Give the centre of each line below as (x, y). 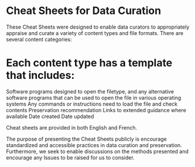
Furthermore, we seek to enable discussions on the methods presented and (97, 151)
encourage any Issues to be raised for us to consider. (70, 157)
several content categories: (39, 39)
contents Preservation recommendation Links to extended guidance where (96, 110)
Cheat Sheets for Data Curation (84, 11)
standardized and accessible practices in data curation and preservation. (94, 145)
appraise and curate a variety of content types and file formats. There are (95, 33)
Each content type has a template (89, 63)
